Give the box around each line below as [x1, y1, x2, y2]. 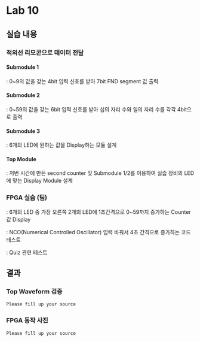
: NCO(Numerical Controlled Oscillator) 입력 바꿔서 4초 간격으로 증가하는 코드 [6, 228, 191, 235]
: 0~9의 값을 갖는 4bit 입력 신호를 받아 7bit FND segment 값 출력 [6, 77, 159, 84]
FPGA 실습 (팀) [6, 193, 48, 202]
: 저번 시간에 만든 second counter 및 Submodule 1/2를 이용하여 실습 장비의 [6, 170, 183, 177]
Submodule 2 [6, 92, 40, 99]
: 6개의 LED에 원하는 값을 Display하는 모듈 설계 [6, 141, 117, 149]
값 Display [6, 216, 31, 223]
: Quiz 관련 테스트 [6, 249, 48, 256]
